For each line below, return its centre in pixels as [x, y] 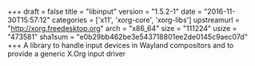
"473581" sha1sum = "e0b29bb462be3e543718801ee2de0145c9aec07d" [128, 37]
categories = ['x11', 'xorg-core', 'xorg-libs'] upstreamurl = [146, 20]
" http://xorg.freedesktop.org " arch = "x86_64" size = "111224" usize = [122, 28]
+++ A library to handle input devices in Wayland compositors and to [121, 45]
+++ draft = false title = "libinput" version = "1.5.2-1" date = [105, 12]
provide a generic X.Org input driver [67, 54]
